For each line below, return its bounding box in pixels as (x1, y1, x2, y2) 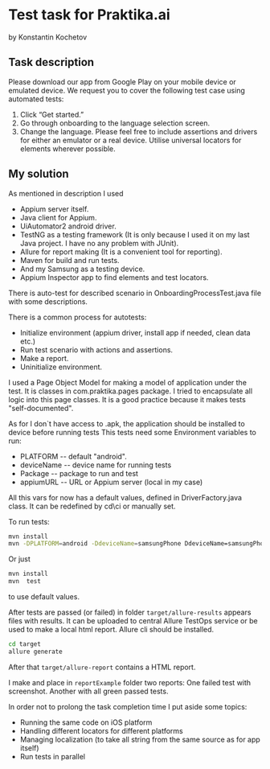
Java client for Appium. (19, 212, 97, 222)
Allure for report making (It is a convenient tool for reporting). (19, 247, 223, 257)
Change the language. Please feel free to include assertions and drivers (19, 126, 258, 136)
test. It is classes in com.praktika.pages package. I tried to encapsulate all (8, 386, 253, 396)
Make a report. (19, 353, 69, 363)
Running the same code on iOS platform (19, 718, 153, 727)
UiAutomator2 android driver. (19, 221, 117, 231)
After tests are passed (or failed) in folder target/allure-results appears (8, 607, 252, 617)
